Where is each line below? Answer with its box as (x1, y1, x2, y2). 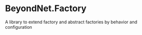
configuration (5, 24, 32, 30)
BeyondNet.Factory (5, 3, 87, 14)
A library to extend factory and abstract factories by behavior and (5, 19, 138, 25)
